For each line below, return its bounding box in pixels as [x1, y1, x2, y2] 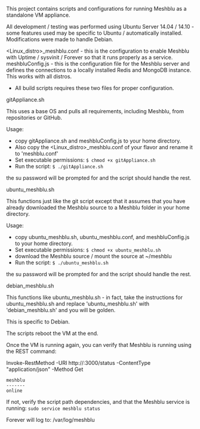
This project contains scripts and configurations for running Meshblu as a [6, 5, 187, 12]
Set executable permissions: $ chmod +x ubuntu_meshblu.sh [14, 246, 161, 253]
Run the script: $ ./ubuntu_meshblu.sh [14, 259, 109, 266]
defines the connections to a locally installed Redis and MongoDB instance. [6, 67, 192, 74]
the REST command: [6, 348, 57, 355]
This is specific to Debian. [6, 318, 70, 325]
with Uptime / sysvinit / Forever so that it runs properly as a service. [6, 54, 173, 61]
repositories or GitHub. [6, 114, 63, 121]
